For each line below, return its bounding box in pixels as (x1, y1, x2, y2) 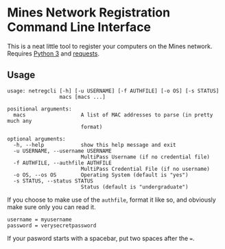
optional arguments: (7, 135, 67, 142)
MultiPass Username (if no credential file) (80, 153, 211, 161)
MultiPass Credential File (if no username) (80, 165, 211, 172)
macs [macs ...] (59, 93, 106, 100)
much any (7, 117, 32, 124)
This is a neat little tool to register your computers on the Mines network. (7, 42, 213, 50)
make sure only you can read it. (7, 202, 96, 211)
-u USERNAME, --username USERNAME (13, 147, 112, 154)
